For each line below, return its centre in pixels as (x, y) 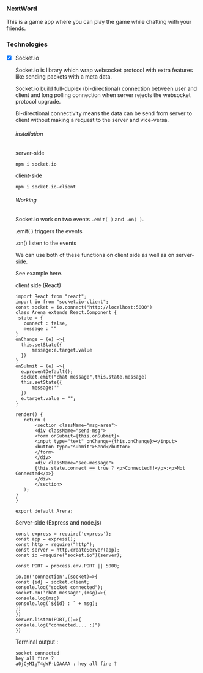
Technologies (27, 44)
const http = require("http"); (55, 545)
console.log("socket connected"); (59, 588)
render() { (29, 415)
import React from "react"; (51, 297)
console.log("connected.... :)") (58, 625)
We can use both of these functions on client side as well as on (95, 255)
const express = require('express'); (63, 534)
